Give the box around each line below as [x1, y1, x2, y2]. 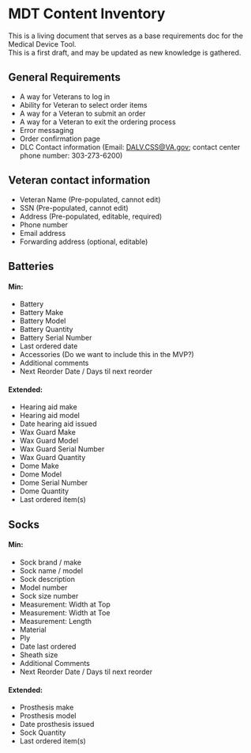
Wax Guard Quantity [19, 453, 86, 462]
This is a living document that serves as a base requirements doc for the [8, 31, 243, 40]
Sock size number [19, 591, 79, 600]
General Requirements [8, 70, 121, 84]
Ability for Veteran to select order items [19, 100, 148, 109]
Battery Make [19, 308, 64, 318]
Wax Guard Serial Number [19, 444, 105, 454]
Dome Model [19, 470, 62, 479]
